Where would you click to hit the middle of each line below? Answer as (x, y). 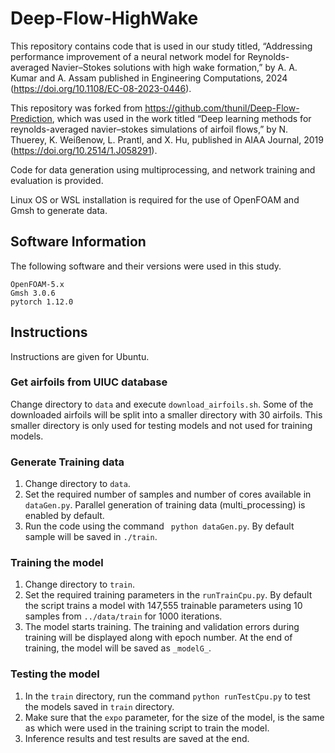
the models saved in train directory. (99, 706)
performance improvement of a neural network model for (128, 56)
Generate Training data (67, 462)
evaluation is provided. (57, 180)
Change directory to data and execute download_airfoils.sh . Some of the (162, 404)
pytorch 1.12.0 (42, 302)
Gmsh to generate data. (59, 210)
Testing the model (55, 674)
